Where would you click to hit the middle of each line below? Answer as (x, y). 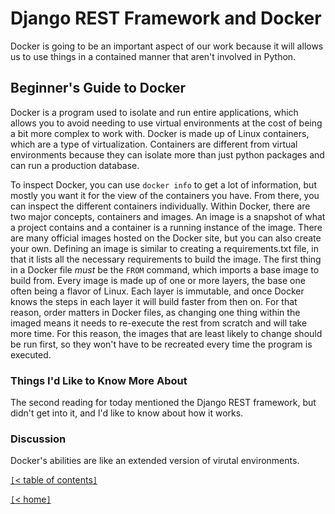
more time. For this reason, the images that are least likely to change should (166, 333)
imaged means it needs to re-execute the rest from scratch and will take (159, 323)
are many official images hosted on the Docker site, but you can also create (166, 238)
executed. (31, 354)
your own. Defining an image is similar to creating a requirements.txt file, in (165, 248)
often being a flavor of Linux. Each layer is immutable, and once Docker (157, 291)
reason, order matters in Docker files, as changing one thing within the (155, 312)
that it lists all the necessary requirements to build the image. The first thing (166, 259)
